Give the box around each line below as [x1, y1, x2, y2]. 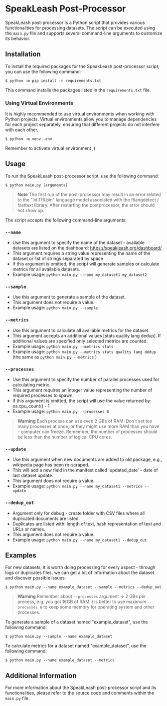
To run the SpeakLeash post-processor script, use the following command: [5, 173, 160, 179]
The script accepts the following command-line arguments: [5, 217, 127, 223]
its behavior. [5, 35, 30, 41]
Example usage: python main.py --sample [12, 304, 98, 310]
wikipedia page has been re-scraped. [12, 462, 90, 468]
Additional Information [5, 671, 77, 680]
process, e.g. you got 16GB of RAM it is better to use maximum [17, 598, 147, 605]
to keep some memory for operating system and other [43, 604, 155, 610]
